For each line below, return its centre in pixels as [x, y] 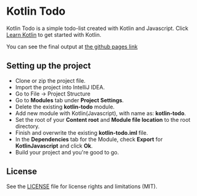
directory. [27, 126]
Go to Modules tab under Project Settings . [69, 100]
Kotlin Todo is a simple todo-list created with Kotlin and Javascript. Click [97, 28]
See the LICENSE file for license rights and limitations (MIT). [82, 186]
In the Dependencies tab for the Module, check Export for [89, 139]
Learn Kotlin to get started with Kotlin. [54, 34]
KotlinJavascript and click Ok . [54, 146]
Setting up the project [49, 66]
